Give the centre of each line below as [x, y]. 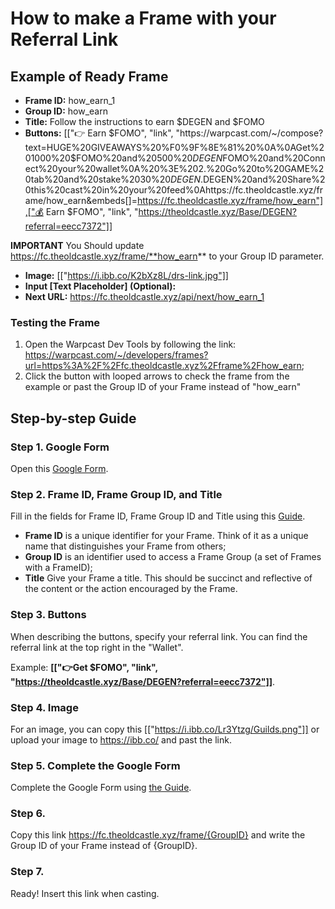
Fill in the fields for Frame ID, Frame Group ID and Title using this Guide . [158, 516]
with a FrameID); [58, 568]
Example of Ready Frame [89, 76]
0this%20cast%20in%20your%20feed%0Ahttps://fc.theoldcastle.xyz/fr [174, 190]
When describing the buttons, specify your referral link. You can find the [159, 636]
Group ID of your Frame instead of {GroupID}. [104, 846]
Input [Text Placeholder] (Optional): [100, 286]
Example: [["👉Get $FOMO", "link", [84, 667]
